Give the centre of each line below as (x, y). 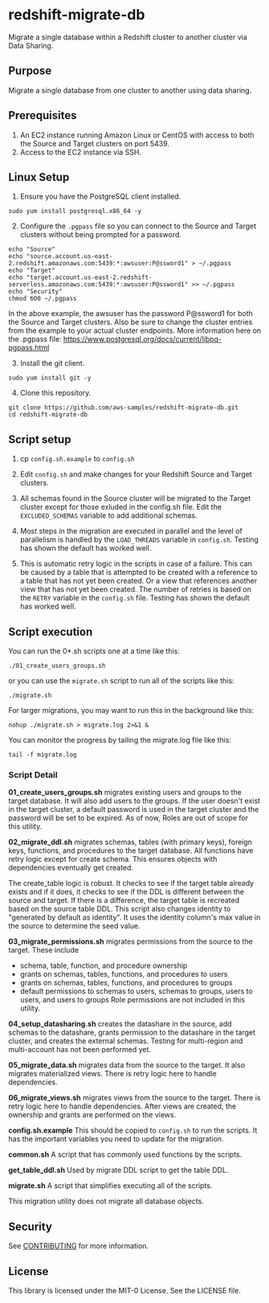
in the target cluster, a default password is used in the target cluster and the (134, 809)
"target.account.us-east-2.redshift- (89, 278)
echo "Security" (35, 292)
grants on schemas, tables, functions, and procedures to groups (126, 983)
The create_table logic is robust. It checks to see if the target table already (131, 883)
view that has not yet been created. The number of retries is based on (135, 589)
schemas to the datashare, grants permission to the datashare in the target (132, 1033)
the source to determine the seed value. (74, 926)
